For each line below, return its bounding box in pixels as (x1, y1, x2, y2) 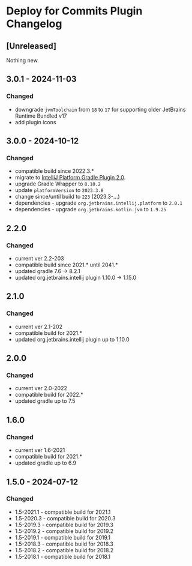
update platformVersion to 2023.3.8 (14, 187, 104, 194)
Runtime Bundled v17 (14, 112, 67, 119)
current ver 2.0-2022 (14, 385, 67, 392)
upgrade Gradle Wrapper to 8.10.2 (14, 180, 101, 187)
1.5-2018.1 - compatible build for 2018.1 (14, 553, 111, 560)
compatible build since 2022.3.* (14, 167, 94, 175)
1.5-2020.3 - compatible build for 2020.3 (14, 514, 116, 522)
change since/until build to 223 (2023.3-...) (14, 193, 120, 200)
